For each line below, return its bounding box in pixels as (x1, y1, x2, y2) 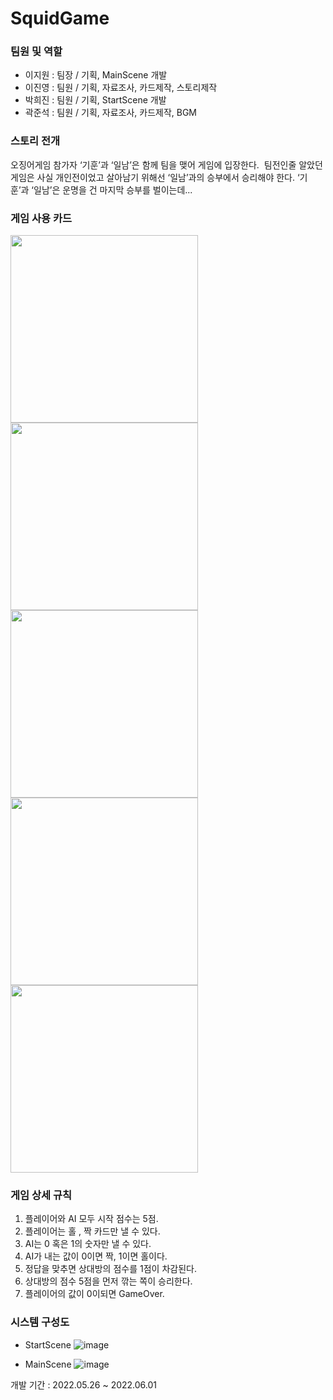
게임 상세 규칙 (10, 1188, 73, 1202)
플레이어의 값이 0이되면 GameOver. (24, 1288, 165, 1300)
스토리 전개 (10, 134, 61, 148)
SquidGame (10, 7, 110, 30)
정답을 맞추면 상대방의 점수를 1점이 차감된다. (24, 1263, 197, 1275)
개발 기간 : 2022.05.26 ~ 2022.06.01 (10, 1378, 158, 1391)
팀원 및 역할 (10, 45, 63, 59)
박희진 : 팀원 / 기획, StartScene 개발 (24, 94, 167, 106)
